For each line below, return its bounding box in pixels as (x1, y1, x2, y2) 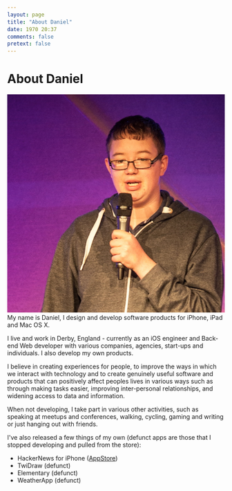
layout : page (7, 11, 45, 18)
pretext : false (7, 40, 51, 48)
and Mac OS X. (7, 321, 50, 329)
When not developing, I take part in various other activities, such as (7, 405, 199, 413)
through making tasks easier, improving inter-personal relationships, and (7, 384, 213, 393)
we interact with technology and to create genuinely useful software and (7, 370, 214, 378)
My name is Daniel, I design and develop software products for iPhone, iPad (7, 314, 223, 322)
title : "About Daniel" (7, 18, 72, 26)
